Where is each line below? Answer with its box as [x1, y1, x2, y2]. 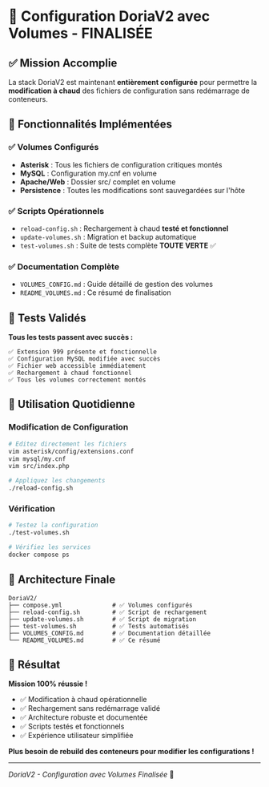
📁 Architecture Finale [8, 573, 116, 587]
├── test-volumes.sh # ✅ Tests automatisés [8, 622, 190, 630]
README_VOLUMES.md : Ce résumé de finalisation [19, 288, 172, 297]
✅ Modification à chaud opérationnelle [19, 695, 147, 704]
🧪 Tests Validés [8, 311, 86, 325]
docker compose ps [8, 551, 70, 559]
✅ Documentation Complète [8, 260, 120, 272]
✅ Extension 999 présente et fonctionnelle [8, 348, 158, 356]
